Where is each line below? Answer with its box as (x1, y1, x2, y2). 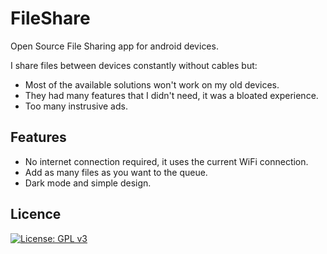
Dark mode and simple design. (24, 177, 152, 189)
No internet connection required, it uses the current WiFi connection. (24, 155, 309, 167)
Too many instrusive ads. (24, 100, 128, 112)
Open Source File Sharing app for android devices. (10, 40, 219, 52)
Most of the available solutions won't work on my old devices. (24, 78, 280, 91)
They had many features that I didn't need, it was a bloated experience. (24, 89, 319, 101)
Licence (10, 206, 62, 223)
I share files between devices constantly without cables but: (10, 59, 258, 71)
